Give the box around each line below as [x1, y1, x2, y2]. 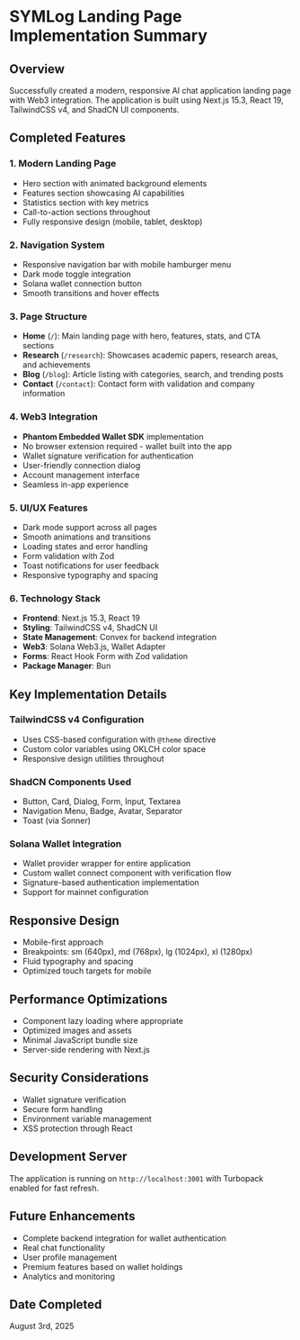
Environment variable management [22, 1113, 153, 1124]
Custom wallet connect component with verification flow [22, 867, 232, 879]
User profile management [22, 1252, 118, 1263]
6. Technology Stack [9, 592, 101, 604]
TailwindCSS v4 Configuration [9, 713, 145, 726]
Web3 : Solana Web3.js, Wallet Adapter [22, 641, 166, 652]
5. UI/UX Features [9, 502, 88, 514]
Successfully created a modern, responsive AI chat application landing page [9, 86, 292, 95]
